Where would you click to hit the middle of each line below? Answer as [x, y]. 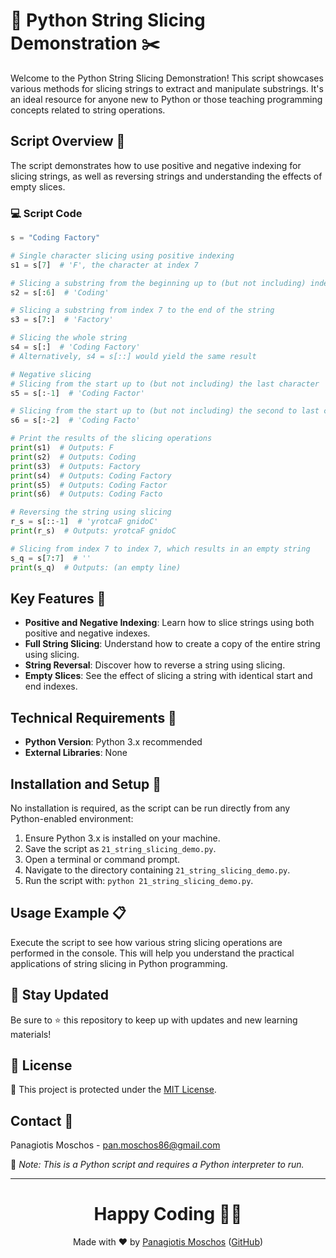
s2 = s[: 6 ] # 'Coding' [60, 292]
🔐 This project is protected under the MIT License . [113, 1090]
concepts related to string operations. [88, 110]
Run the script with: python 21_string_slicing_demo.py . [139, 880]
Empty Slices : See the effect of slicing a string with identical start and [168, 676]
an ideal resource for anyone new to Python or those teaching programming [166, 99]
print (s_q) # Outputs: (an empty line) [96, 567]
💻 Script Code [46, 213]
